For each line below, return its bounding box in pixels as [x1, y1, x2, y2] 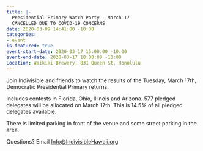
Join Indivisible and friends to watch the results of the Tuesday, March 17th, [6, 77, 197, 84]
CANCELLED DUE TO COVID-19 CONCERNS [12, 20, 105, 26]
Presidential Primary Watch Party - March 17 [12, 15, 130, 21]
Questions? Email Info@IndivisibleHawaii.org [6, 138, 119, 145]
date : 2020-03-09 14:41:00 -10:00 [6, 26, 95, 32]
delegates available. [6, 108, 57, 115]
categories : [6, 32, 37, 38]
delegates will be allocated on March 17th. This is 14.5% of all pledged [6, 101, 183, 108]
